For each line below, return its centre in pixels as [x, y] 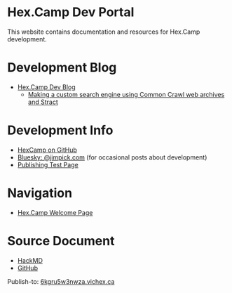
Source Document [61, 241]
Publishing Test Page [48, 164]
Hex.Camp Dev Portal [71, 12]
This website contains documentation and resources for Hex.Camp [104, 32]
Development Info [60, 130]
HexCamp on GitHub [47, 150]
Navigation [40, 193]
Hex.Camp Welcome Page [55, 212]
